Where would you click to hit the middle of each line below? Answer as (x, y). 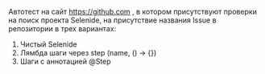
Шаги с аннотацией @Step (65, 61)
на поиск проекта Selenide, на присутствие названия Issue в (112, 20)
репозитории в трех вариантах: (62, 29)
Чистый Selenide (49, 44)
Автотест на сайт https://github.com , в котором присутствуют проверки (133, 12)
